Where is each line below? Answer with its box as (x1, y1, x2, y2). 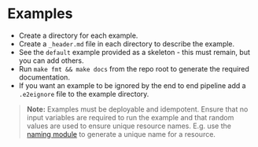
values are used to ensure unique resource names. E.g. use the (26, 121, 231, 130)
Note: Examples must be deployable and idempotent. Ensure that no (26, 104, 249, 114)
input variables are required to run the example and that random (26, 112, 234, 122)
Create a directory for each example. (18, 31, 138, 40)
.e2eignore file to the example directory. (18, 89, 149, 98)
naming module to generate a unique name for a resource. (26, 129, 216, 138)
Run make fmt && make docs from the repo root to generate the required (18, 64, 249, 73)
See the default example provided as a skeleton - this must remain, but (18, 47, 251, 57)
